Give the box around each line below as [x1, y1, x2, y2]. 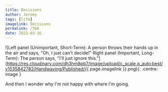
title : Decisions [5, 7, 42, 13]
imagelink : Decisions [5, 21, 51, 27]
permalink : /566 [5, 26, 39, 31]
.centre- [142, 66, 159, 72]
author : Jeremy [5, 12, 37, 17]
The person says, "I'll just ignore [20, 55, 87, 61]
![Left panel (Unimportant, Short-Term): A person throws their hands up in [5, 45, 158, 50]
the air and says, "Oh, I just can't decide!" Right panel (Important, [5, 50, 141, 56]
